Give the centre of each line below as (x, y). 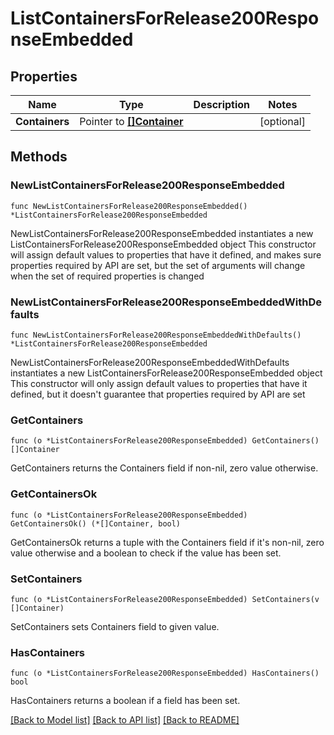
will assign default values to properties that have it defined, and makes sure (166, 254)
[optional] (282, 121)
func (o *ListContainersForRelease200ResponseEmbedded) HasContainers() (165, 673)
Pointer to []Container (131, 121)
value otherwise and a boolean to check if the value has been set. (146, 553)
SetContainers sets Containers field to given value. (115, 626)
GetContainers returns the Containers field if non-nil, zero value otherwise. (164, 468)
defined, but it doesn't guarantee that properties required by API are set (158, 394)
